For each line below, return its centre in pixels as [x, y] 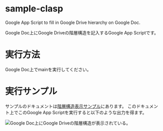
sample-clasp [34, 9]
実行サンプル [31, 91]
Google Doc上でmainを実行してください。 [48, 69]
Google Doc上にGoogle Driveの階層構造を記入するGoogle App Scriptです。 [82, 32]
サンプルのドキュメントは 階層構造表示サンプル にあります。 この [71, 106]
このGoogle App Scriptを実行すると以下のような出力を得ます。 [82, 112]
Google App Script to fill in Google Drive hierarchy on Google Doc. [73, 22]
